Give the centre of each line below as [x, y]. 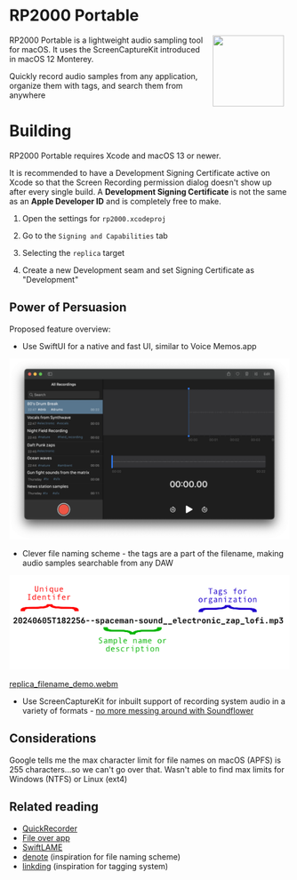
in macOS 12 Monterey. [52, 59]
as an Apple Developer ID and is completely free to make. [116, 201]
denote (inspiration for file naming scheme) [101, 856]
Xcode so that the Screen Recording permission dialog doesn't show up [141, 182]
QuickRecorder [50, 828]
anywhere [28, 95]
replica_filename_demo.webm [64, 684]
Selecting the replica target [73, 252]
